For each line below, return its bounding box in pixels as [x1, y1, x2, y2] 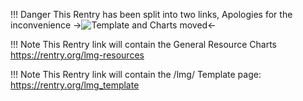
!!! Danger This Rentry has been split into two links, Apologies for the [10, 9, 293, 20]
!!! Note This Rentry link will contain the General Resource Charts [10, 39, 277, 50]
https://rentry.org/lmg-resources [10, 49, 145, 61]
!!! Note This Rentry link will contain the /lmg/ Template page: [10, 69, 262, 80]
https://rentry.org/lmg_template [10, 79, 140, 91]
